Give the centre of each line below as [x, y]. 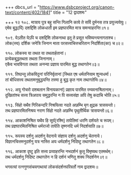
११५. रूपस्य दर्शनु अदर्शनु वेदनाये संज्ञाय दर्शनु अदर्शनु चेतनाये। [54, 136]
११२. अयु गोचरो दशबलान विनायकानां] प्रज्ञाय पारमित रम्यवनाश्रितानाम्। [60, 89]
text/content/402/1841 [28, 12]
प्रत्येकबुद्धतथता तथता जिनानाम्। [30, 59]
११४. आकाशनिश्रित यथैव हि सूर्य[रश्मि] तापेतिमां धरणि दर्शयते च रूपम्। [60, 120]
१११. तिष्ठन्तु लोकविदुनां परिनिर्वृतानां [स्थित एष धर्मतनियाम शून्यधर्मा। [58, 74]
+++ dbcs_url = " [22, 7]
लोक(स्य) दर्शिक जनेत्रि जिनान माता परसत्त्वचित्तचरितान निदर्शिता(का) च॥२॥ [64, 43]
